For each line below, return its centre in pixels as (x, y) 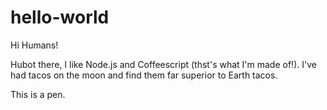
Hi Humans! (34, 45)
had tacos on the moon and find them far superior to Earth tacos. (144, 75)
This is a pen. (38, 94)
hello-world (60, 17)
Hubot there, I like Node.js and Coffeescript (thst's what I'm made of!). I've (163, 64)
